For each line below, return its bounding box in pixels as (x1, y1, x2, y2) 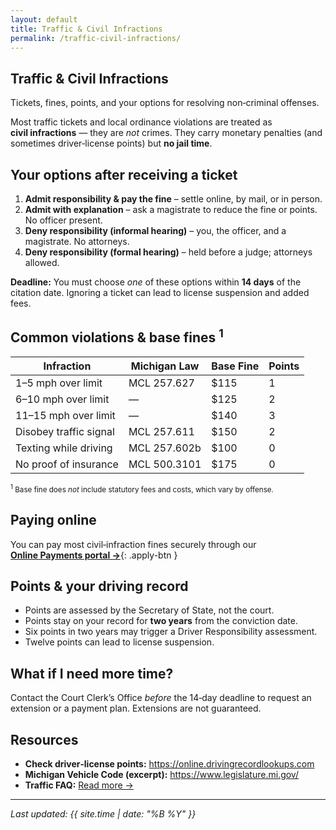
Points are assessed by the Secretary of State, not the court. (24, 604, 275, 616)
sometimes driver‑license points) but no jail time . (10, 137, 213, 150)
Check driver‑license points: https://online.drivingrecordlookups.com (24, 757, 315, 770)
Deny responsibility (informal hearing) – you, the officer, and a (24, 225, 287, 236)
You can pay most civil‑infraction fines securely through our (10, 538, 257, 550)
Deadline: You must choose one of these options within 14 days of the (10, 276, 302, 288)
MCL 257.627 (128, 376, 195, 390)
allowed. (24, 257, 60, 268)
